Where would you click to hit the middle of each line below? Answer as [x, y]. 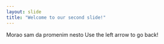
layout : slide [24, 12]
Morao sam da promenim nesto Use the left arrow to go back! [82, 34]
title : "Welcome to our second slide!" [56, 17]
